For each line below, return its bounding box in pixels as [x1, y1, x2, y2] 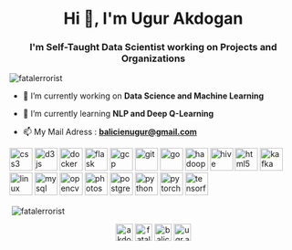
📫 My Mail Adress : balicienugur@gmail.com [22, 127, 198, 138]
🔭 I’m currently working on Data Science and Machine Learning [22, 90, 265, 101]
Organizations [121, 52, 185, 65]
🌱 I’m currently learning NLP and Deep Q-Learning [22, 109, 214, 120]
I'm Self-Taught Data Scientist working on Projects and [29, 41, 277, 54]
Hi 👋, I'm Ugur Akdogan [63, 8, 244, 29]
